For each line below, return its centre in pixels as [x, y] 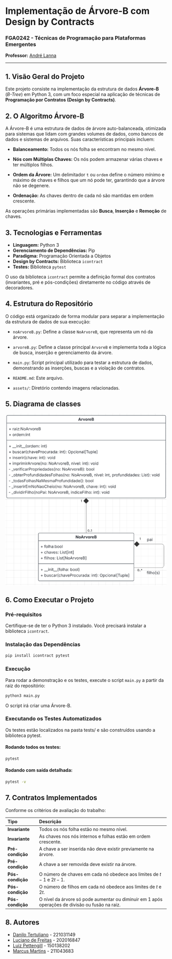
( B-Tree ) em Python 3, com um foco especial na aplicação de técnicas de [83, 95]
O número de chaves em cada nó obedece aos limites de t [100, 874]
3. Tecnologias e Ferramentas [54, 233]
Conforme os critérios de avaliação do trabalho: [56, 810]
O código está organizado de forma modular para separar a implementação [85, 316]
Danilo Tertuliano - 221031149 [44, 935]
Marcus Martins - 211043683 [43, 951]
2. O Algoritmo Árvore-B [45, 116]
